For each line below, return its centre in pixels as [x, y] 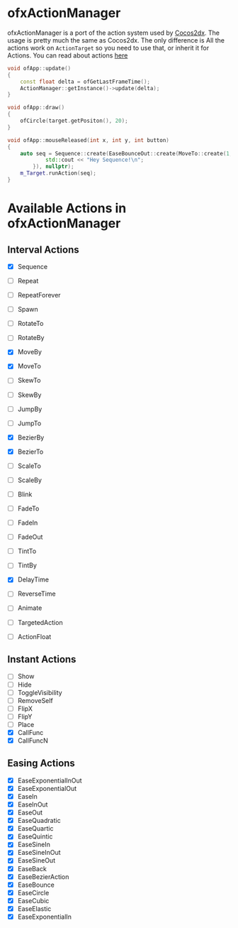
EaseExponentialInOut [50, 780]
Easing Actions [41, 764]
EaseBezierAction [43, 877]
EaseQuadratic [39, 821]
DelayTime [33, 579]
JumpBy [30, 409]
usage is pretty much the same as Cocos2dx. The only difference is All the [116, 40]
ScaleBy [30, 480]
